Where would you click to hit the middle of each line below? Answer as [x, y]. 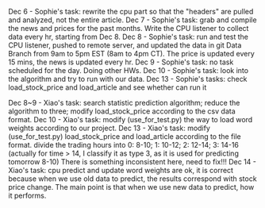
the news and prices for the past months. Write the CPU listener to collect [129, 28]
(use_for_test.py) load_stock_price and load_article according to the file [125, 137]
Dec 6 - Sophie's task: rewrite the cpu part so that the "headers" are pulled [131, 12]
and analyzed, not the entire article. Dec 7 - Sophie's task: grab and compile [132, 20]
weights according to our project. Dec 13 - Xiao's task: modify [109, 128]
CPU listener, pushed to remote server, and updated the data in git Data [125, 45]
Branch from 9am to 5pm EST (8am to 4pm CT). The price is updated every [132, 54]
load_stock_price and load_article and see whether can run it [108, 87]
